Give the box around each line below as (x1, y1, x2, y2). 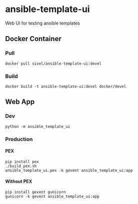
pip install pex (5, 159, 39, 164)
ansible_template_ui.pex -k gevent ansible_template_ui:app (5, 168, 133, 173)
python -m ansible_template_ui (5, 124, 70, 129)
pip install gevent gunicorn (5, 189, 66, 194)
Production (5, 135, 33, 142)
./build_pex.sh (5, 163, 37, 168)
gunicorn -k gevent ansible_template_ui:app (5, 194, 99, 199)
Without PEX (5, 178, 32, 184)
